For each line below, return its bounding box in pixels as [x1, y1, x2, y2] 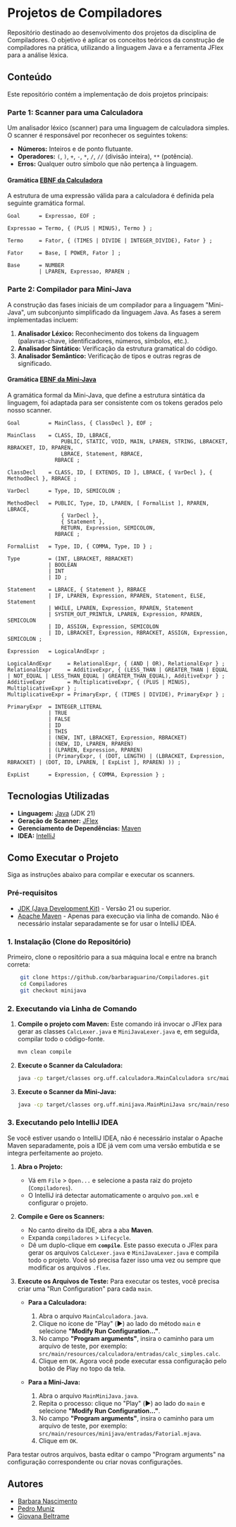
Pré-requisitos [7, 888, 58, 898]
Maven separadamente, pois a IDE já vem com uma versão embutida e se [7, 1141, 221, 1150]
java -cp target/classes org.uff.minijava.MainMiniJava [17, 1101, 185, 1108]
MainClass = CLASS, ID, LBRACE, [7, 431, 112, 439]
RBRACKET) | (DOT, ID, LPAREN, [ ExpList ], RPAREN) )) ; [7, 759, 181, 766]
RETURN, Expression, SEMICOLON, [61, 524, 156, 532]
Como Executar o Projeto [7, 852, 119, 864]
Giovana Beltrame [17, 1511, 70, 1520]
